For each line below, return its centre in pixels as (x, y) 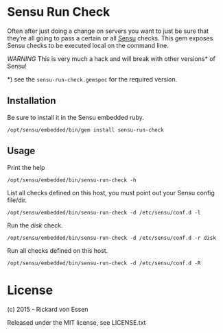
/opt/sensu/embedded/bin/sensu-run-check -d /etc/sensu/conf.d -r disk (111, 238)
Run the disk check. (35, 225)
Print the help (26, 167)
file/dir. (17, 200)
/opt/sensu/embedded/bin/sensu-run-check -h (72, 180)
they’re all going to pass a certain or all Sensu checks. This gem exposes (110, 38)
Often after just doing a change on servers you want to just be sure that (108, 31)
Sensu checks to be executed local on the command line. (88, 45)
